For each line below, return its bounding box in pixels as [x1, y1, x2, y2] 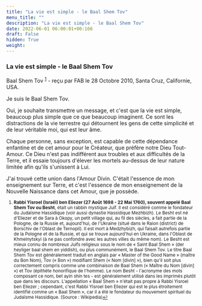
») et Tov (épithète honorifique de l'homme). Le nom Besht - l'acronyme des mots [13, 267, 183, 274]
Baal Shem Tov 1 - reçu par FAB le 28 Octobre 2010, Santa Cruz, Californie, [6, 76, 192, 84]
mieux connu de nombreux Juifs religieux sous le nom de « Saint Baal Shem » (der [13, 242, 185, 248]
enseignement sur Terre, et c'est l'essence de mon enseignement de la [6, 181, 183, 189]
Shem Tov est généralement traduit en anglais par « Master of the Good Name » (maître [13, 252, 195, 258]
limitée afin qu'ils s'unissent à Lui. [6, 163, 90, 170]
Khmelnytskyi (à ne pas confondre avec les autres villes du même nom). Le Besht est [13, 236, 190, 242]
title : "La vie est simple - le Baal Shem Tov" [6, 8, 128, 15]
